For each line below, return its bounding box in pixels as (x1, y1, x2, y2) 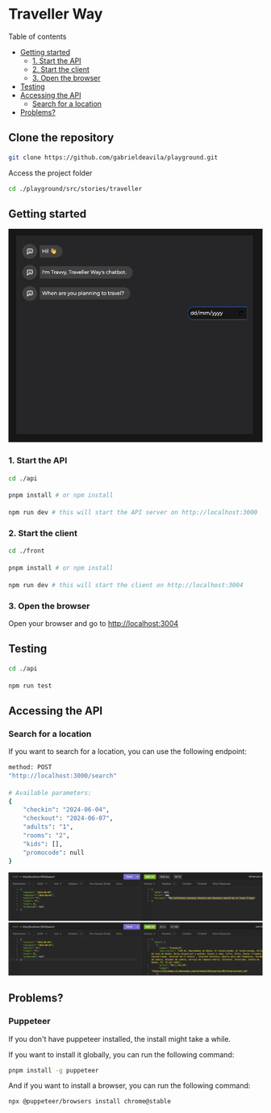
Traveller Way (8, 5, 103, 23)
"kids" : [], (23, 840, 63, 848)
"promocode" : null (23, 849, 85, 857)
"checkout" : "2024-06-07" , (23, 815, 114, 823)
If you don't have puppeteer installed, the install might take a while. (8, 1034, 231, 1043)
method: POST (8, 764, 52, 772)
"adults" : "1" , (23, 823, 74, 832)
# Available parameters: (8, 789, 92, 797)
